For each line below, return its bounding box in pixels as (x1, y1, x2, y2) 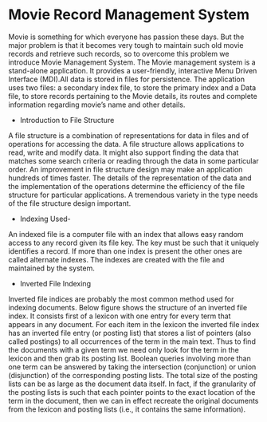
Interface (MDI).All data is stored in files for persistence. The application (8, 74, 245, 84)
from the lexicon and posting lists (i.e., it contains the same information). (8, 404, 245, 414)
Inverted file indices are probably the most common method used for (8, 294, 234, 304)
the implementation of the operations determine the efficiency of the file (8, 181, 245, 191)
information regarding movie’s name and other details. (8, 100, 186, 109)
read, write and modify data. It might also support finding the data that (8, 148, 239, 157)
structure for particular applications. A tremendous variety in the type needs (8, 190, 258, 199)
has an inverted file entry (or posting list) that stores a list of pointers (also (8, 328, 252, 337)
